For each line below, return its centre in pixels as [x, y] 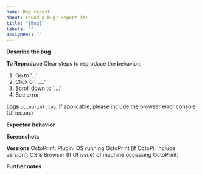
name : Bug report [28, 12]
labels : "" [20, 29]
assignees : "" [24, 35]
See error [27, 95]
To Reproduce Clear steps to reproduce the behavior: [74, 64]
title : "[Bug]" [26, 23]
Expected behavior [31, 125]
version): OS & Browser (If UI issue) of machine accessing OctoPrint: [92, 155]
